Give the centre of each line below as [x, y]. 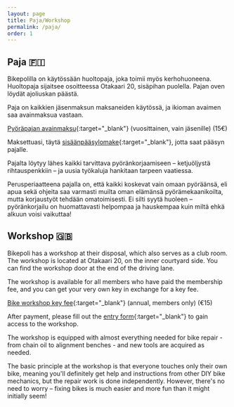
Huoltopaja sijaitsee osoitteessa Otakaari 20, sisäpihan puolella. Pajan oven [116, 86]
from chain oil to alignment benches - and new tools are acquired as [106, 344]
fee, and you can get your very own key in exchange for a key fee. [103, 289]
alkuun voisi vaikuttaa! [39, 214]
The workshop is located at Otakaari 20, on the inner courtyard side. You [112, 260]
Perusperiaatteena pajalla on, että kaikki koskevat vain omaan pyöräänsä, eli [117, 184]
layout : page [26, 14]
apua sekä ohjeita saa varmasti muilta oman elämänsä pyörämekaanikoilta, [115, 192]
